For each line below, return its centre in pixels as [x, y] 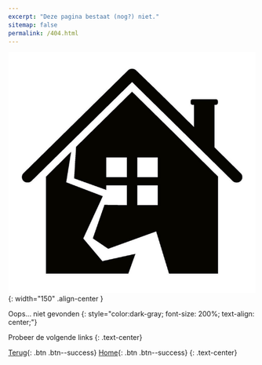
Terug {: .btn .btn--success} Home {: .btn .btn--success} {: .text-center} [123, 352]
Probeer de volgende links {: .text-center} [75, 338]
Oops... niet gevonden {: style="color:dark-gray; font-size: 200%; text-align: [131, 314]
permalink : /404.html [44, 33]
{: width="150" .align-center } [56, 299]
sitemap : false [33, 25]
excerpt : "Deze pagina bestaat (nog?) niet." [84, 16]
